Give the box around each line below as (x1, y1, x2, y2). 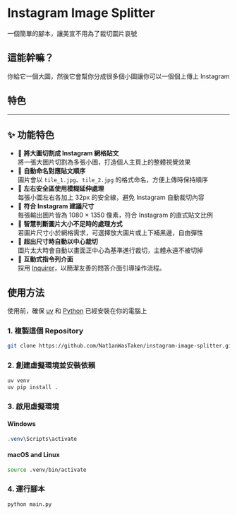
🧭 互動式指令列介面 (17, 255, 73, 264)
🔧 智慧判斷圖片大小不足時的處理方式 (17, 220, 123, 228)
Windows (7, 419, 36, 428)
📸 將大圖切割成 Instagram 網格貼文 (17, 149, 119, 158)
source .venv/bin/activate (7, 466, 87, 473)
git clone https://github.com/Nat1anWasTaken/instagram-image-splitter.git (7, 343, 235, 350)
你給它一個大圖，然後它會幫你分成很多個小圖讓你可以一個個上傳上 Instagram (7, 72, 230, 81)
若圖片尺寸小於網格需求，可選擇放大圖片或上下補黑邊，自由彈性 (17, 228, 203, 237)
